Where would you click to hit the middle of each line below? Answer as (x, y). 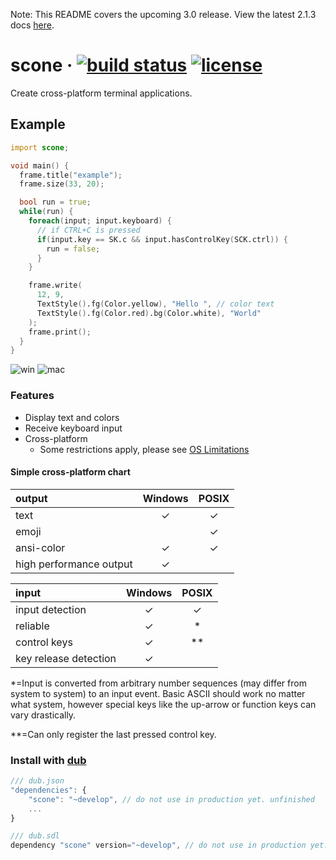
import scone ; (40, 147)
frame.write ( (55, 285)
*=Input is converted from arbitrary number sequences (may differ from (158, 683)
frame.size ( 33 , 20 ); (62, 184)
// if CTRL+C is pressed (88, 230)
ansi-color (40, 547)
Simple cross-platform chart (70, 472)
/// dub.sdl (35, 836)
